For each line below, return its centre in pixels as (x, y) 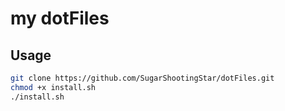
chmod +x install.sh (53, 87)
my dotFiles (60, 18)
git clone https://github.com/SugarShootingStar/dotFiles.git (142, 78)
